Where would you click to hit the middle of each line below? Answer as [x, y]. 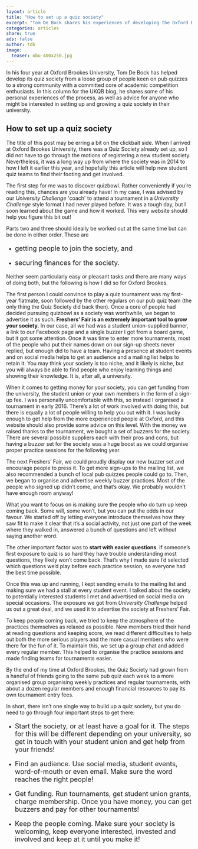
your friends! [34, 750]
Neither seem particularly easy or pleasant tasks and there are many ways [96, 277]
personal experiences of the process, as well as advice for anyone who [93, 98]
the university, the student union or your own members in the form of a [92, 394]
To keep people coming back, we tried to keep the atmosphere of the [90, 621]
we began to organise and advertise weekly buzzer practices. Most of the [95, 481]
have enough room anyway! [40, 493]
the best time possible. [34, 573]
